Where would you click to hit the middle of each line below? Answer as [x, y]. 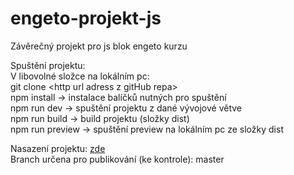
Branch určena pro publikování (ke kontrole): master [117, 159]
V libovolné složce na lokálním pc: [80, 76]
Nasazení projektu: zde [58, 148]
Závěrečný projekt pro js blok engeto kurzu [99, 46]
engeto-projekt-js [86, 18]
